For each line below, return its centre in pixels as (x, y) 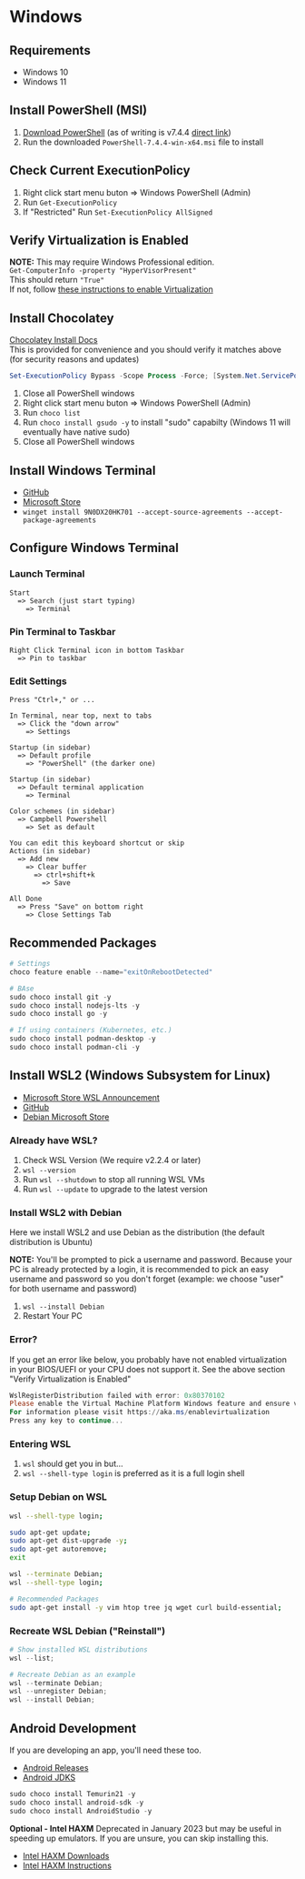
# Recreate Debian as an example (73, 1674)
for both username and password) (74, 1289)
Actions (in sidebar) (50, 851)
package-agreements (59, 520)
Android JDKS (49, 1777)
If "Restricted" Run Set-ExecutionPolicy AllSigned (118, 212)
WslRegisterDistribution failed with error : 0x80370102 (117, 1395)
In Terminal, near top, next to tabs (81, 716)
